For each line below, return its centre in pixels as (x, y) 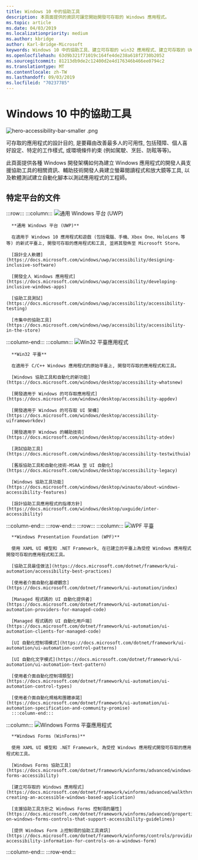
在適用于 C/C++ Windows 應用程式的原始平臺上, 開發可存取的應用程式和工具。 (95, 366)
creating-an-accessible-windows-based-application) (71, 797)
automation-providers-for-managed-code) (57, 609)
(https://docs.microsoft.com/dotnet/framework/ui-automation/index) (92, 588)
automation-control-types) (39, 686)
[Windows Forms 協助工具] (42, 765)
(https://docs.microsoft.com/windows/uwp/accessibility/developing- (92, 282)
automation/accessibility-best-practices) (59, 571)
